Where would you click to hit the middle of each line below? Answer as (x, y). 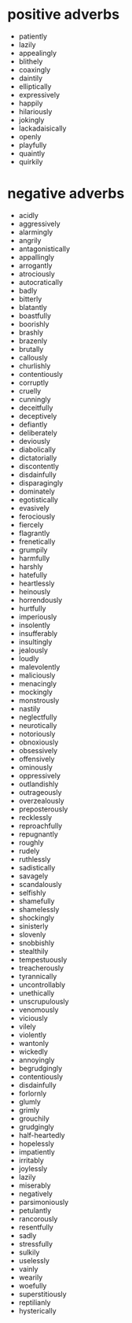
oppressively (39, 775)
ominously (35, 767)
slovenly (32, 934)
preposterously (43, 809)
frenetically (37, 541)
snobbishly (37, 943)
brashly (31, 332)
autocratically (41, 282)
